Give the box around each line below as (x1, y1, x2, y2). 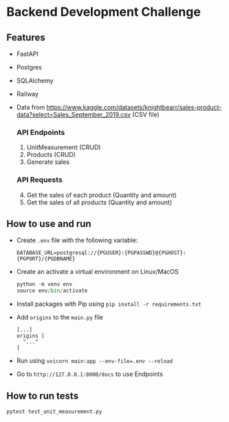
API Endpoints (16, 127, 65, 137)
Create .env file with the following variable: (16, 236, 138, 244)
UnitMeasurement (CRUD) (26, 143, 101, 151)
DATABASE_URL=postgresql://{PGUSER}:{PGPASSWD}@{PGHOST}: (16, 249, 186, 257)
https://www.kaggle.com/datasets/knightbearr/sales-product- (46, 103, 222, 111)
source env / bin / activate (16, 287, 88, 295)
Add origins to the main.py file (16, 313, 104, 321)
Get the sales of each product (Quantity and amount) (26, 191, 177, 199)
